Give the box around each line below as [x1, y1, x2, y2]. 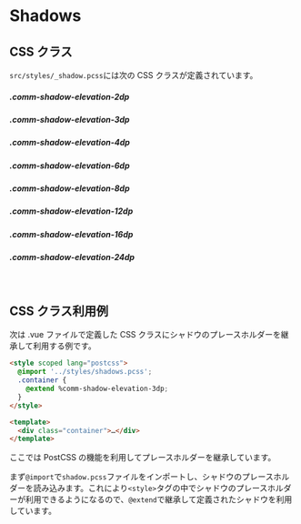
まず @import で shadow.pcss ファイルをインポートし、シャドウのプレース [9, 471, 275, 482]
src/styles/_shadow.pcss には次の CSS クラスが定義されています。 [9, 70, 258, 80]
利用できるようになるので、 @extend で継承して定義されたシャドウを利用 [25, 494, 293, 505]
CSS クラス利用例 [9, 303, 109, 318]
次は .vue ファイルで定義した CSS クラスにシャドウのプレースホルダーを [9, 329, 282, 340]
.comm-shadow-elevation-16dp [9, 228, 134, 239]
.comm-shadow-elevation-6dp [9, 160, 130, 171]
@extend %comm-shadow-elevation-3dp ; [25, 384, 169, 394]
